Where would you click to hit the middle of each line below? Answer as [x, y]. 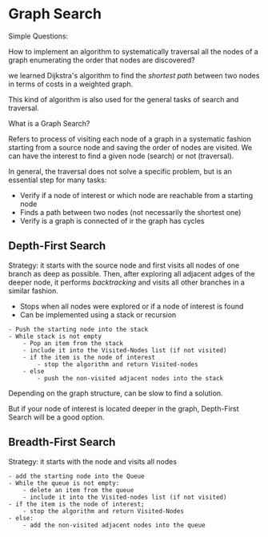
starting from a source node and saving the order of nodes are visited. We [130, 147]
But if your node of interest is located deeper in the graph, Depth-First [124, 408]
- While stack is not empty [55, 336]
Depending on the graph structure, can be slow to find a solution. [116, 393]
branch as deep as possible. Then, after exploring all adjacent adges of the [132, 273]
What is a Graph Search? [49, 123]
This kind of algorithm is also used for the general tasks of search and [124, 99]
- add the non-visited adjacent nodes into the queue [114, 525]
